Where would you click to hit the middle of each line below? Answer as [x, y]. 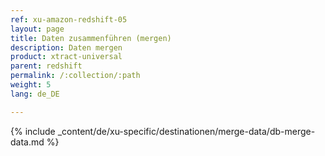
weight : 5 [31, 85]
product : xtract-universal [66, 57]
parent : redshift [46, 66]
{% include [33, 131]
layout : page [37, 29]
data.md [27, 142]
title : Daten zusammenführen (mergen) [91, 38]
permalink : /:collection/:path [75, 76]
